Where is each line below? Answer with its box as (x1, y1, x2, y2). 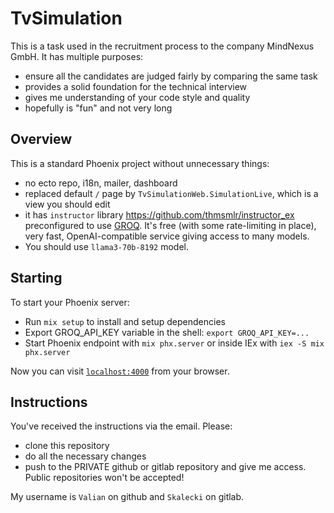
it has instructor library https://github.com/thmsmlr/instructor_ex (24, 208, 295, 221)
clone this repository (24, 440, 110, 452)
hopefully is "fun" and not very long (24, 102, 173, 114)
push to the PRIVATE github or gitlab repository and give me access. (24, 461, 307, 473)
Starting (10, 270, 63, 287)
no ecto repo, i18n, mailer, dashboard (24, 177, 178, 189)
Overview (10, 131, 73, 148)
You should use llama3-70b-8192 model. (24, 240, 190, 252)
